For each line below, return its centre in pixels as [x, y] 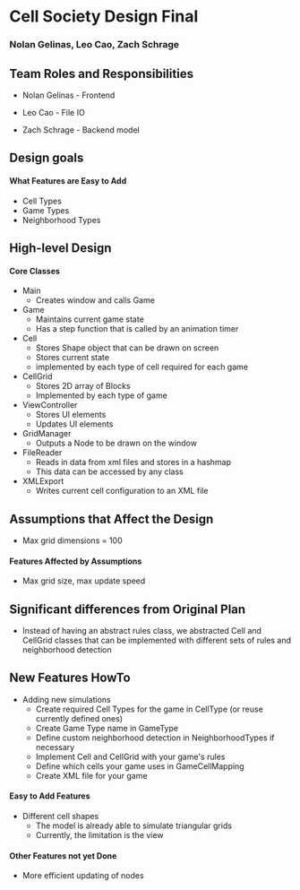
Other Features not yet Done [63, 855]
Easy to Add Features [50, 796]
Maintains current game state [90, 319]
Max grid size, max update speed [84, 581]
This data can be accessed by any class [109, 471]
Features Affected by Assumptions [76, 561]
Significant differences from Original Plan [128, 609]
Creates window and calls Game [95, 300]
